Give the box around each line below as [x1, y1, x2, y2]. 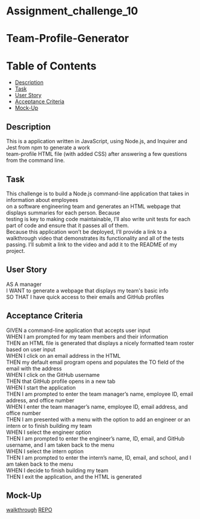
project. [6, 247, 26, 254]
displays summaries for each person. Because [6, 209, 121, 216]
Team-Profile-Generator [6, 32, 130, 46]
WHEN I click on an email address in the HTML [6, 352, 121, 359]
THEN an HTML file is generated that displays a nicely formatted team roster [6, 339, 194, 346]
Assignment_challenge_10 [6, 4, 139, 18]
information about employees [6, 196, 79, 203]
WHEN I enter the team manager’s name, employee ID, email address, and [6, 403, 188, 410]
